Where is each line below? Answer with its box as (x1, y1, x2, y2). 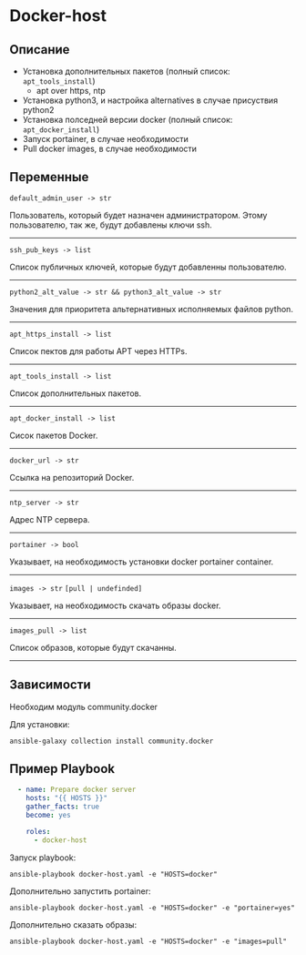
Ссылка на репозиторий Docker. (9, 472, 135, 483)
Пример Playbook (9, 761, 116, 777)
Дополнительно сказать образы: (9, 919, 138, 930)
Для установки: (9, 718, 70, 729)
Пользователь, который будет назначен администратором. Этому (9, 209, 268, 220)
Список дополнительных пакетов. (9, 388, 142, 399)
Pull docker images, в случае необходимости (22, 143, 198, 154)
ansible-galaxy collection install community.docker (9, 737, 214, 746)
